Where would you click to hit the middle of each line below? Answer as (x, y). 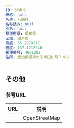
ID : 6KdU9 (16, 10)
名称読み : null (20, 24)
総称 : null (16, 15)
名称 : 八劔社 (17, 19)
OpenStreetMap (41, 118)
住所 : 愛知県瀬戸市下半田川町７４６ (38, 57)
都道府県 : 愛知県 (21, 34)
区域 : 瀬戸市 (17, 39)
